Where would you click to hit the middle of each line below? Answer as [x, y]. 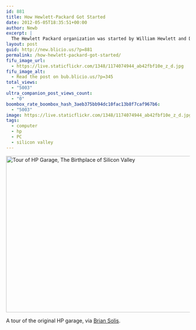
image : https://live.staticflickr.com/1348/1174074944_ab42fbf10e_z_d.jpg [99, 115]
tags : [13, 121]
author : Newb [22, 28]
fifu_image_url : [26, 60]
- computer [24, 126]
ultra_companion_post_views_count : [49, 93]
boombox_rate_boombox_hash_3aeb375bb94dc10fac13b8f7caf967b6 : [83, 104]
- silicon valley [32, 142]
